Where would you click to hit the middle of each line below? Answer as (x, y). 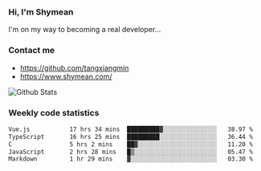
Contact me (32, 51)
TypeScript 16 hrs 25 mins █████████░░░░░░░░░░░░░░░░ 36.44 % (130, 136)
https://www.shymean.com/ (66, 76)
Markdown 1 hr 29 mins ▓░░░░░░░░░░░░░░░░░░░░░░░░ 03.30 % (130, 159)
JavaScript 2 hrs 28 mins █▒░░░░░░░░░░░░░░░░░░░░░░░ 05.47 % (130, 152)
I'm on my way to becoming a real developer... (85, 30)
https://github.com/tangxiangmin (74, 67)
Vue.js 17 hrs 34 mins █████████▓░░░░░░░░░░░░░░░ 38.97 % (130, 129)
